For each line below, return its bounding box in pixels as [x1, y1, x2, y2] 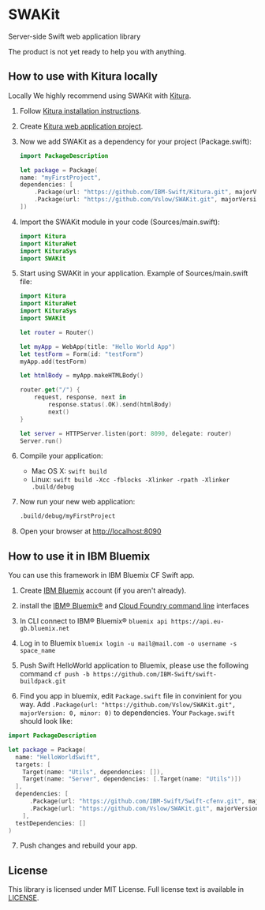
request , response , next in [34, 393, 126, 402]
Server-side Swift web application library [8, 32, 141, 41]
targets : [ [15, 760, 51, 769]
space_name [19, 647, 56, 655]
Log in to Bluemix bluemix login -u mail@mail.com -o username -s [19, 638, 237, 648]
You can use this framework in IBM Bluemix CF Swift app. [8, 571, 195, 580]
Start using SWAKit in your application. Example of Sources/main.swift [19, 268, 248, 278]
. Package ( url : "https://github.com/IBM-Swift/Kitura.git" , [34, 188, 233, 197]
